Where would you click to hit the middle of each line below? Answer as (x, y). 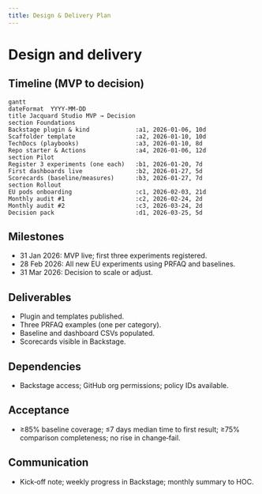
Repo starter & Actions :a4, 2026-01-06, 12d (107, 150)
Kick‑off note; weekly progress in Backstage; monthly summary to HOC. (137, 481)
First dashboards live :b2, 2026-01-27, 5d (105, 171)
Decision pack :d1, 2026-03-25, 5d (105, 213)
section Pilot (32, 157)
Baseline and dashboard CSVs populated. (87, 334)
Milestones (36, 237)
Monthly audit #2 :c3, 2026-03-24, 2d (105, 206)
